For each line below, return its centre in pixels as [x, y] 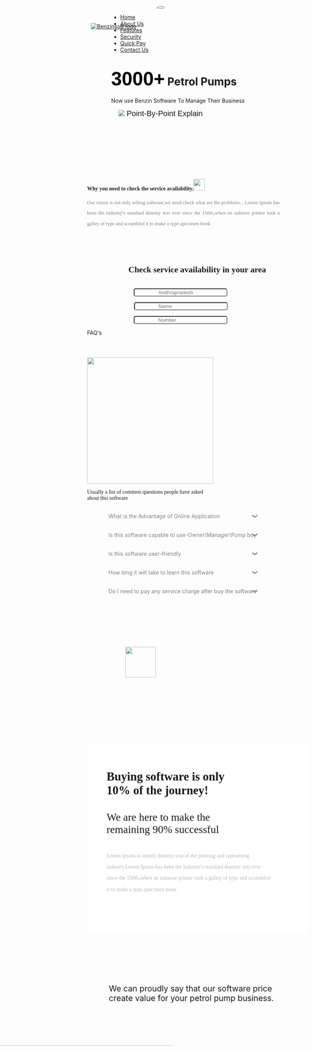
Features [131, 30]
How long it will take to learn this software [161, 572]
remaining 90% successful [163, 829]
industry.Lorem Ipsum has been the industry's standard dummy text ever [184, 867]
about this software [108, 498]
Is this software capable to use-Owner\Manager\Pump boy [182, 535]
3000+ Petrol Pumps [174, 79]
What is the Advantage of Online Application [164, 516]
